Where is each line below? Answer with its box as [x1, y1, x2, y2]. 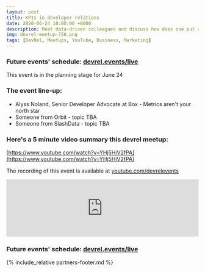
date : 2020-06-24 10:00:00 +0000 [6, 20, 92, 26]
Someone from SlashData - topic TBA [15, 120, 110, 127]
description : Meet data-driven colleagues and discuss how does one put [6, 26, 195, 32]
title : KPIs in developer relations [6, 15, 99, 21]
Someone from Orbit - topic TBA [15, 113, 97, 121]
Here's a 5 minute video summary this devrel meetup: [6, 135, 169, 143]
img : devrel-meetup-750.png [6, 32, 78, 38]
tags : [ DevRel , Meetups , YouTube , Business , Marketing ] [6, 37, 151, 43]
